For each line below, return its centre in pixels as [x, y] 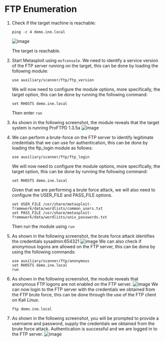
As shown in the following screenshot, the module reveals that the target [85, 122]
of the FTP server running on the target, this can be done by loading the [85, 66]
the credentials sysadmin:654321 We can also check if [77, 241]
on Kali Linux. [25, 300]
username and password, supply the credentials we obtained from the [83, 323]
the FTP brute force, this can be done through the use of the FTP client [84, 294]
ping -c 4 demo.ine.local [38, 32]
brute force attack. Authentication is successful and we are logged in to [84, 329]
